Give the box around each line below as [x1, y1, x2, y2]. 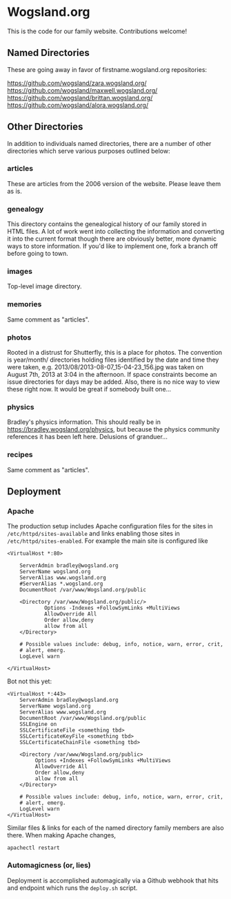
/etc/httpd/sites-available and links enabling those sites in [7, 530, 181, 538]
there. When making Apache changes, [7, 831, 116, 840]
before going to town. [7, 250, 69, 258]
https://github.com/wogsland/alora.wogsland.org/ [7, 101, 149, 109]
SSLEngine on [19, 721, 57, 728]
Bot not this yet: [7, 677, 52, 685]
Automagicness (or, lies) [7, 860, 91, 870]
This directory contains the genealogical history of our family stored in [7, 220, 207, 228]
